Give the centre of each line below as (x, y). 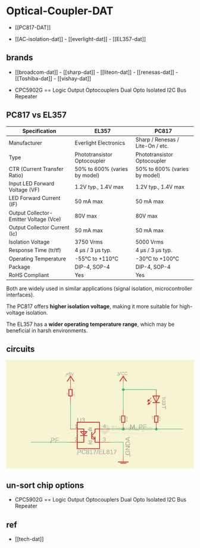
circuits (21, 349)
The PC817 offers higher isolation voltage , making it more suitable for (92, 306)
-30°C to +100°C (157, 259)
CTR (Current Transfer (36, 169)
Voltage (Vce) (44, 219)
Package (20, 267)
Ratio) (16, 175)
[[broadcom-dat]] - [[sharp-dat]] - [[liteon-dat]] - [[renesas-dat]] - (96, 72)
